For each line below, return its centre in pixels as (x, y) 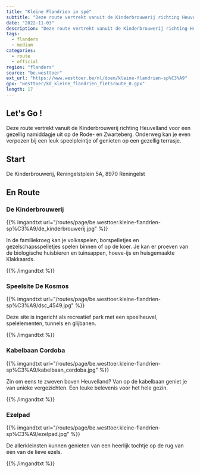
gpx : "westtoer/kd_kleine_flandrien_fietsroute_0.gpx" (76, 84)
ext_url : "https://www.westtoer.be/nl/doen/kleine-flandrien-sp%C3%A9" (97, 78)
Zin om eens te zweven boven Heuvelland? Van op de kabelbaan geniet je (97, 381)
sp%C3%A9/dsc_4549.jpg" (40, 305)
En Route (23, 192)
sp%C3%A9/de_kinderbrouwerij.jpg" (51, 229)
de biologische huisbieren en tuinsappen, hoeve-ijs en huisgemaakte (90, 253)
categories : (21, 51)
